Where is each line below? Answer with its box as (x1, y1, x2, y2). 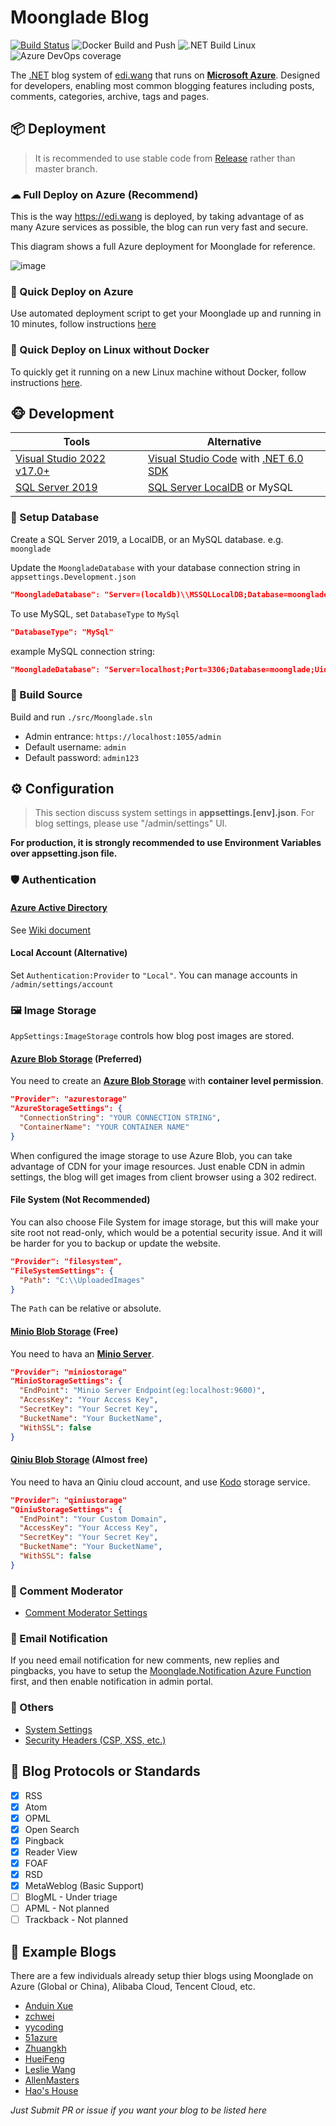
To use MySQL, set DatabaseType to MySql (10, 607, 180, 620)
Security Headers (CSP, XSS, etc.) (24, 1734, 167, 1746)
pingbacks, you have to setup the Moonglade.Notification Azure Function (10, 1665, 312, 1677)
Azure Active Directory (10, 902, 108, 913)
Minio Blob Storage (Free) (10, 1325, 119, 1337)
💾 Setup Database (10, 511, 100, 525)
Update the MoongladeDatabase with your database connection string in (10, 561, 301, 573)
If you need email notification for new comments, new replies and (10, 1654, 280, 1666)
